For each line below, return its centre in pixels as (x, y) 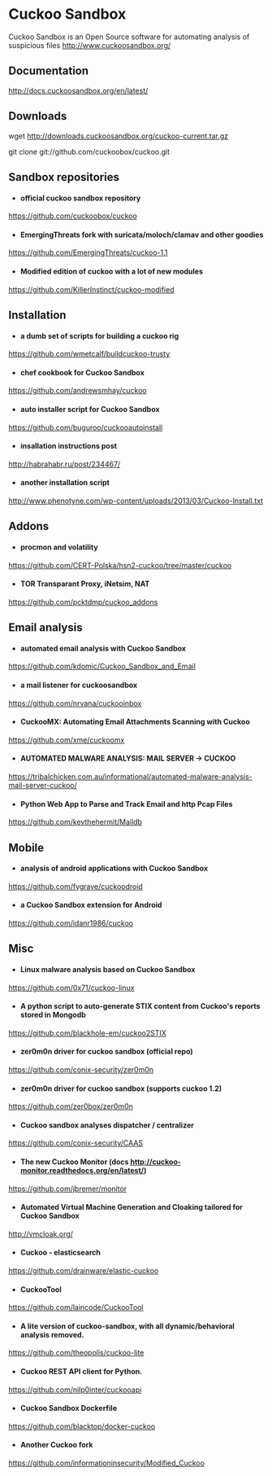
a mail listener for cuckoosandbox (79, 685)
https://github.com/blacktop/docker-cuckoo (82, 1426)
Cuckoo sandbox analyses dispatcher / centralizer (107, 1125)
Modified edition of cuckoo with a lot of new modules (112, 271)
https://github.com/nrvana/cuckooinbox (75, 703)
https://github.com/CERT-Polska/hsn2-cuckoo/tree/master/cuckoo (120, 565)
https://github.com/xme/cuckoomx (67, 740)
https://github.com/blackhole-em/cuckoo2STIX (87, 1033)
